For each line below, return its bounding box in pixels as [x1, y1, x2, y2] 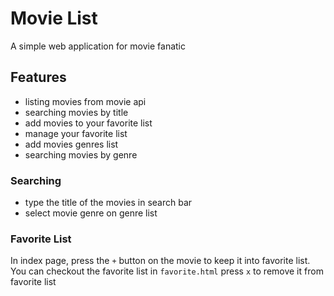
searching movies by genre [24, 148, 138, 161]
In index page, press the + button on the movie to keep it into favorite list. [10, 255, 311, 267]
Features [10, 69, 67, 86]
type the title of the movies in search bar [24, 197, 193, 209]
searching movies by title [24, 106, 129, 118]
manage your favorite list [24, 127, 128, 139]
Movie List [10, 7, 98, 30]
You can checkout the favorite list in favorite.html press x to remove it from [10, 265, 324, 277]
